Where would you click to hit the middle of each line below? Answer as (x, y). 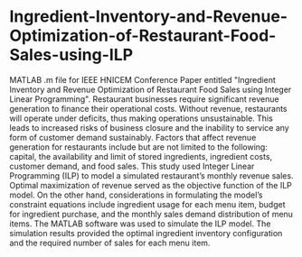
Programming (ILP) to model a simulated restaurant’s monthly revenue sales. (151, 175)
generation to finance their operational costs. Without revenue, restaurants (148, 108)
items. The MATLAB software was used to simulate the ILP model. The (140, 224)
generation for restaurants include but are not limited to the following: (139, 147)
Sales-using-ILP (71, 55)
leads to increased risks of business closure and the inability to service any (149, 127)
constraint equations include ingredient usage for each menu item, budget (148, 204)
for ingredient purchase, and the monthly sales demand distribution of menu (151, 214)
